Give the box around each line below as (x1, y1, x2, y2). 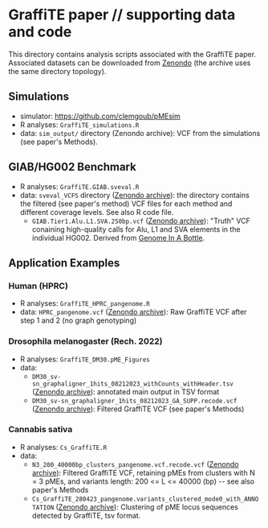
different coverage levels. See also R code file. (19, 207, 174, 217)
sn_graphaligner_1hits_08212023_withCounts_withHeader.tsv (31, 380, 234, 388)
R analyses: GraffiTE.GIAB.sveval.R (19, 181, 140, 191)
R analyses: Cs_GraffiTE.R (19, 442, 108, 452)
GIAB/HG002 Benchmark (8, 160, 136, 174)
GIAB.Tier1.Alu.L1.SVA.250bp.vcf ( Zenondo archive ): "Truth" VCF (31, 216, 250, 225)
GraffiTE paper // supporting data (8, 6, 236, 24)
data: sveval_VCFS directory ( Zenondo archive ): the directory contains (19, 190, 250, 200)
